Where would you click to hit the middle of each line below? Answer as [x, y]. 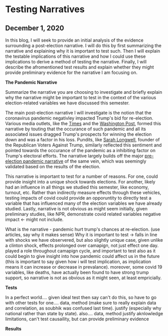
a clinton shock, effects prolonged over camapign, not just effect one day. [82, 245]
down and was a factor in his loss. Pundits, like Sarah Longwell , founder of [82, 140]
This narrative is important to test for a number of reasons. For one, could [81, 176]
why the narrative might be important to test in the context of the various [81, 98]
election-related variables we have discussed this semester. [68, 103]
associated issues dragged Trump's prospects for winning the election [78, 134]
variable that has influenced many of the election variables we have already [84, 203]
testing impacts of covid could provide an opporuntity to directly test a [78, 198]
